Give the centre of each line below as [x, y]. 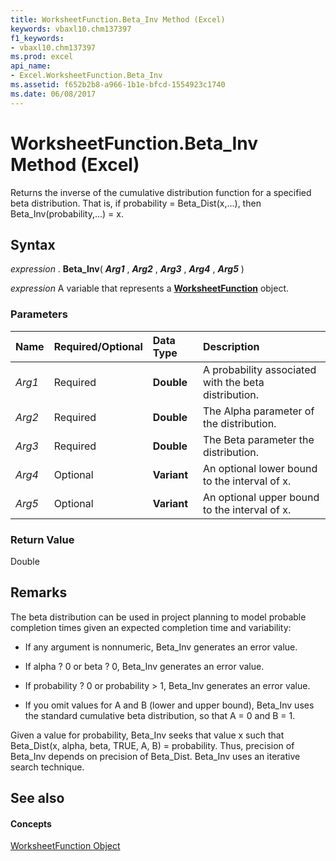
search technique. [47, 767]
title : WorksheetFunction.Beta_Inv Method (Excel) [118, 19]
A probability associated [259, 369]
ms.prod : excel [42, 57]
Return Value [42, 539]
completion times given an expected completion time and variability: [151, 627]
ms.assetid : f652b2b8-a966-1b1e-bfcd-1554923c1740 [118, 85]
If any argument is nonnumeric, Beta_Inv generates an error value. [161, 647]
